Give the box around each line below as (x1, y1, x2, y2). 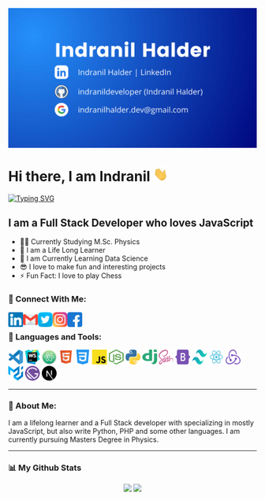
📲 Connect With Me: (8, 294, 87, 305)
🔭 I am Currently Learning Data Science (19, 254, 148, 263)
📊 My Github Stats (8, 462, 82, 473)
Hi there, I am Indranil (8, 167, 151, 185)
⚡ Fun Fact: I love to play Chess (19, 271, 122, 280)
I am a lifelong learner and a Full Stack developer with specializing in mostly (8, 418, 255, 428)
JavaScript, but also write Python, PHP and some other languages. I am (8, 427, 241, 436)
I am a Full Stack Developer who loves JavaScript (8, 216, 254, 229)
